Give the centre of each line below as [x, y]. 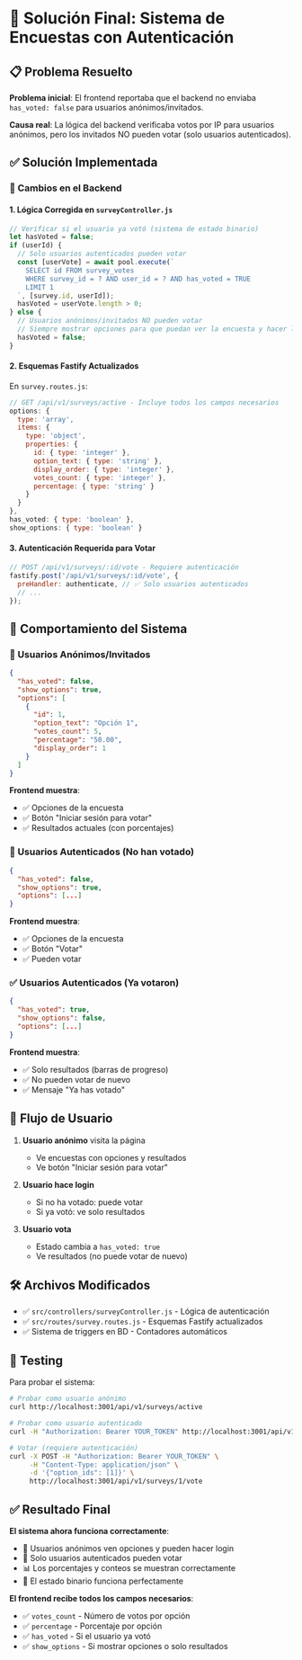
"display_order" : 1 [69, 748]
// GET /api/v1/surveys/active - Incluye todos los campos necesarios [144, 402]
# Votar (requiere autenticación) [74, 1448]
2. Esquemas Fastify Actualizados [74, 366]
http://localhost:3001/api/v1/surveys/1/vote [116, 1482]
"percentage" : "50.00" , [78, 740]
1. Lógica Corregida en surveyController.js [91, 210]
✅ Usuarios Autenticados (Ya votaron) [94, 983]
